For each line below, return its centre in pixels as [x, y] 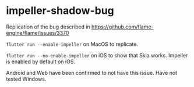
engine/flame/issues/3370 [38, 32]
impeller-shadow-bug [60, 11]
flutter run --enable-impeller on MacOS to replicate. [72, 44]
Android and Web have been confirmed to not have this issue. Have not [92, 72]
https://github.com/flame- [122, 27]
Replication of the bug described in [48, 27]
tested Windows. [26, 79]
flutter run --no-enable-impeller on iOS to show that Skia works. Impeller [97, 55]
